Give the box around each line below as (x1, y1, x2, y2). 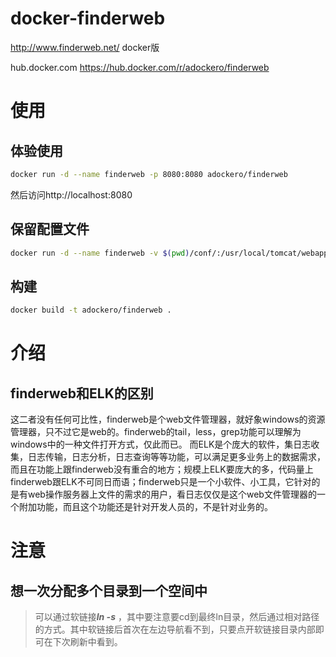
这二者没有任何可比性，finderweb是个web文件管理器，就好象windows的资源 (10, 413, 326, 426)
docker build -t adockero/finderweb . (10, 305, 172, 316)
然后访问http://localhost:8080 (10, 188, 133, 201)
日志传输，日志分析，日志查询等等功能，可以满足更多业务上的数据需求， (27, 451, 326, 463)
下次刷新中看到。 (52, 636, 123, 648)
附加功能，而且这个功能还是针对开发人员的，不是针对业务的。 (18, 501, 273, 513)
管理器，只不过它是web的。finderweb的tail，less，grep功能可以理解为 (10, 426, 302, 438)
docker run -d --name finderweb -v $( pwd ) (10, 248, 190, 258)
